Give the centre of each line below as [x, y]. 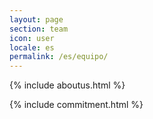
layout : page [36, 19]
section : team [39, 29]
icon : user [32, 38]
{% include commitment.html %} [76, 105]
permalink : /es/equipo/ [59, 57]
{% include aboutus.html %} [67, 85]
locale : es [32, 47]
